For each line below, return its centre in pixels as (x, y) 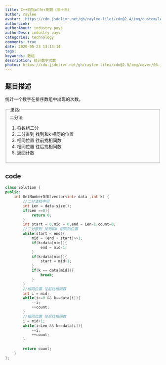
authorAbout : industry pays (34, 28)
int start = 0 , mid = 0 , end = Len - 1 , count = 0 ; (69, 224)
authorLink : (17, 24)
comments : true (21, 42)
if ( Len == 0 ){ (36, 210)
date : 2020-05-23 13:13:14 (33, 47)
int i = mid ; (36, 293)
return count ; (37, 349)
